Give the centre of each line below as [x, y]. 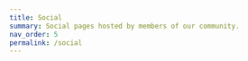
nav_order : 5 [34, 34]
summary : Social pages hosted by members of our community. [125, 26]
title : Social [36, 17]
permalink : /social [46, 43]
